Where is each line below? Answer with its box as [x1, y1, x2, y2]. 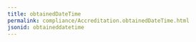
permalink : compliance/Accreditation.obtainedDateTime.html [7, 17, 190, 24]
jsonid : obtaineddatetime [7, 23, 84, 31]
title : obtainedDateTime [7, 10, 81, 18]
